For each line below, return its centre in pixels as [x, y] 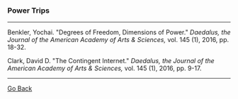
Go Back [20, 88]
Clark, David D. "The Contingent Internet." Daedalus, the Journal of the [111, 61]
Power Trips [28, 11]
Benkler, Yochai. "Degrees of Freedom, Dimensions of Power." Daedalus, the [119, 32]
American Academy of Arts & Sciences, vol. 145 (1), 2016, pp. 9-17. [104, 68]
